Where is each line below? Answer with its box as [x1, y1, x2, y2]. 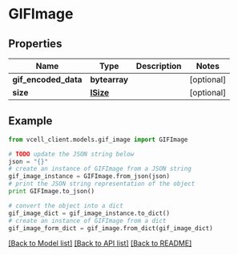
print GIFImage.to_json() [8, 188, 95, 196]
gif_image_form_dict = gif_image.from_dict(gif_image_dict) [8, 224, 214, 233]
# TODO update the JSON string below [8, 150, 135, 158]
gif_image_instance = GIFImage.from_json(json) [8, 172, 171, 180]
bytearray [90, 74, 129, 85]
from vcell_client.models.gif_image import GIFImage [8, 136, 188, 144]
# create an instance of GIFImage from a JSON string [8, 165, 192, 173]
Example [8, 114, 53, 128]
